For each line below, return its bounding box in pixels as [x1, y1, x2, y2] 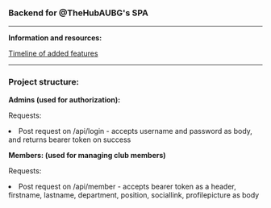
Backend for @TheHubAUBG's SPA [8, 7, 149, 19]
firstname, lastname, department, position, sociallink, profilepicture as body [8, 189, 260, 200]
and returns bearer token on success [8, 135, 131, 144]
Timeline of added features [8, 48, 98, 59]
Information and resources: [8, 33, 102, 43]
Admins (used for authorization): [8, 94, 121, 104]
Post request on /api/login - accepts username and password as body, [19, 126, 252, 135]
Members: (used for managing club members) [8, 150, 167, 160]
